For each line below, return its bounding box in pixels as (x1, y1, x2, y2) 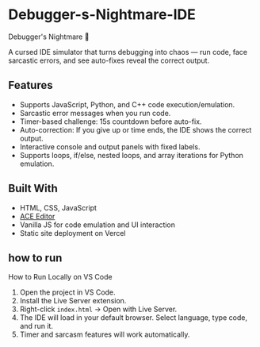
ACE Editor (19, 211, 55, 221)
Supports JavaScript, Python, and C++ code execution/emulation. (19, 99, 235, 109)
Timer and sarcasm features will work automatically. (19, 330, 190, 339)
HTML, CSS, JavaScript (19, 202, 97, 212)
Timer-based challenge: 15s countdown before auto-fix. (19, 117, 202, 126)
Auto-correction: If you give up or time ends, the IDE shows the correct (19, 125, 252, 134)
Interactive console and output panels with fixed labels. (19, 141, 201, 152)
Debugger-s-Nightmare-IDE (8, 6, 196, 24)
